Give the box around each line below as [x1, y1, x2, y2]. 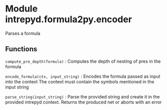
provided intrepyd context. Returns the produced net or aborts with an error [5, 99, 162, 105]
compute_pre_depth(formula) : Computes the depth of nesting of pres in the [5, 58, 161, 64]
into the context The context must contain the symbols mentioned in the [5, 78, 154, 84]
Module [5, 3, 38, 15]
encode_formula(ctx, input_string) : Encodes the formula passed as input [5, 73, 160, 79]
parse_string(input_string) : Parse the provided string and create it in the [5, 93, 160, 99]
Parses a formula [5, 30, 41, 36]
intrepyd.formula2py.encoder [5, 14, 132, 25]
